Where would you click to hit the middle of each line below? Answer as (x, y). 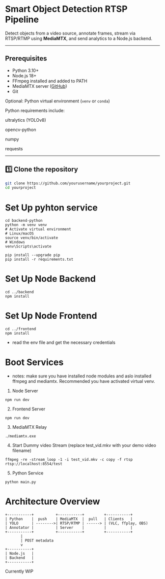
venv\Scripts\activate (28, 247)
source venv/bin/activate (31, 238)
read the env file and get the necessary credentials (64, 342)
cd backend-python (24, 221)
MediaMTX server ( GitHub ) (40, 86)
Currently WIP (19, 571)
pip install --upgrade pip (33, 255)
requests (14, 148)
